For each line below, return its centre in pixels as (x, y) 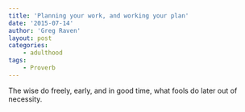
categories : (28, 46)
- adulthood (43, 53)
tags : (17, 61)
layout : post (30, 38)
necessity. (25, 99)
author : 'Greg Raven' (45, 30)
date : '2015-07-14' (41, 23)
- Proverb (39, 68)
